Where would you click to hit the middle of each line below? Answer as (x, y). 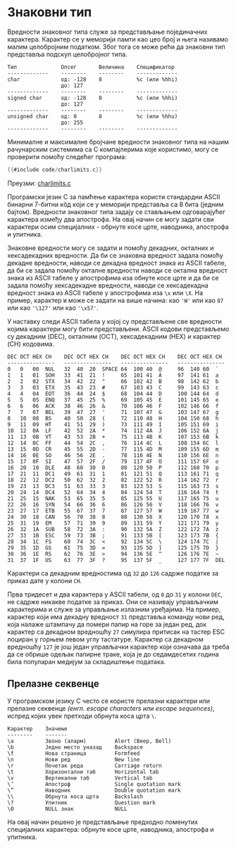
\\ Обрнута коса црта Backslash (75, 797)
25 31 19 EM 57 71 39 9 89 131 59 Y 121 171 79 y (113, 523)
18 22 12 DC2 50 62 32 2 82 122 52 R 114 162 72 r (113, 480)
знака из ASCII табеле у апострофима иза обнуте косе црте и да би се (113, 278)
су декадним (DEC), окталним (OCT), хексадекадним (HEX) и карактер (114, 336)
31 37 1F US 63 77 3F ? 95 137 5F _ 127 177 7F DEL (116, 560)
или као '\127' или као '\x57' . (53, 308)
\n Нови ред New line (74, 759)
